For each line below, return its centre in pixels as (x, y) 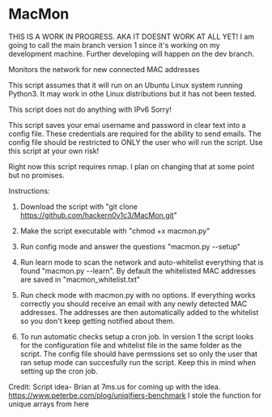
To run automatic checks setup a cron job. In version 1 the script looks (137, 336)
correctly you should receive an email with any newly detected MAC (134, 304)
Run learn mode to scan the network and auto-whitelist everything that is (142, 262)
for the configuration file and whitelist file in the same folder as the (131, 345)
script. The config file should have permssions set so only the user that (138, 354)
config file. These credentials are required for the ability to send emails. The (135, 134)
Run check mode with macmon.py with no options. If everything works (138, 295)
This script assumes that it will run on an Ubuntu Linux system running (125, 85)
